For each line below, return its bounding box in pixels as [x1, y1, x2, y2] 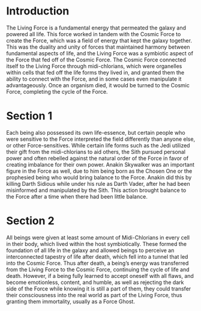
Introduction [6, 4, 70, 18]
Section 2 [6, 214, 55, 228]
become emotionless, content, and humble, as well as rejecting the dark [6, 279, 184, 286]
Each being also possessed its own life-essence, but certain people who [6, 129, 185, 136]
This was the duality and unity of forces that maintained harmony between [6, 43, 190, 51]
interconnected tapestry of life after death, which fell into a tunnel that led [6, 253, 188, 260]
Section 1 [6, 109, 53, 123]
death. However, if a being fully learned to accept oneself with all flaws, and [6, 272, 194, 279]
